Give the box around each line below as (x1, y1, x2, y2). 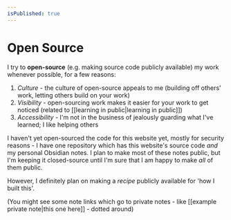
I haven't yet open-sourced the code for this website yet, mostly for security (7, 134, 225, 142)
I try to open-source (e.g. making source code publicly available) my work (7, 63, 219, 71)
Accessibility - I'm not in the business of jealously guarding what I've (17, 113, 214, 121)
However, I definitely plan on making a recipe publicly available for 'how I (7, 176, 215, 185)
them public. (7, 163, 43, 172)
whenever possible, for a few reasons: (7, 70, 116, 78)
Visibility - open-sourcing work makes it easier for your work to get (17, 98, 209, 107)
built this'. (7, 184, 35, 192)
